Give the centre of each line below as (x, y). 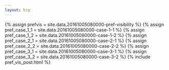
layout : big (17, 10)
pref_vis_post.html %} (28, 62)
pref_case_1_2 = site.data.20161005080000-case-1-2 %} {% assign (76, 35)
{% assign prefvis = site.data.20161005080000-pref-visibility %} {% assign (84, 24)
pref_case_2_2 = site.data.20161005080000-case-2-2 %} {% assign (77, 46)
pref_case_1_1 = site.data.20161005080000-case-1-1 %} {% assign (75, 30)
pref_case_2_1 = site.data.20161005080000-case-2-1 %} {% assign (76, 41)
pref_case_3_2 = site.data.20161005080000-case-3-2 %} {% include (78, 57)
